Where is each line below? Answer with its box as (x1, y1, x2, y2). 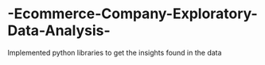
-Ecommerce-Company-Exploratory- (7, 5, 258, 23)
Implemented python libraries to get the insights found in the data (7, 48, 222, 57)
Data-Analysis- (7, 21, 111, 40)
